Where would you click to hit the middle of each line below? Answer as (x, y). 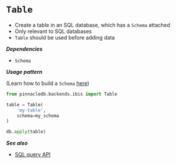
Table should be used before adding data (65, 37)
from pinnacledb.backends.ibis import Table (62, 94)
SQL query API (33, 155)
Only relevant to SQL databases (53, 31)
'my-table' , (31, 110)
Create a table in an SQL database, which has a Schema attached (92, 25)
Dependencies (25, 49)
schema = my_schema (38, 116)
